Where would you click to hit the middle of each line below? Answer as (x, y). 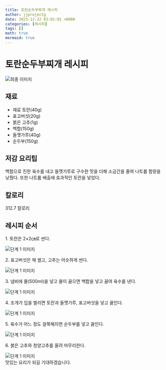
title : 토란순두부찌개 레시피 (31, 10)
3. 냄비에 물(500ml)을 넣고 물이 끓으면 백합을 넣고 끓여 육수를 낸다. (71, 282)
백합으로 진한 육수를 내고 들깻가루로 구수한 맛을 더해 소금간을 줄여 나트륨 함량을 (83, 171)
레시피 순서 (21, 225)
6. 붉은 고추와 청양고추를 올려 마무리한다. (45, 345)
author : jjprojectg (26, 15)
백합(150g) (23, 128)
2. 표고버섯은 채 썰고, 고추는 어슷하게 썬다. (47, 260)
